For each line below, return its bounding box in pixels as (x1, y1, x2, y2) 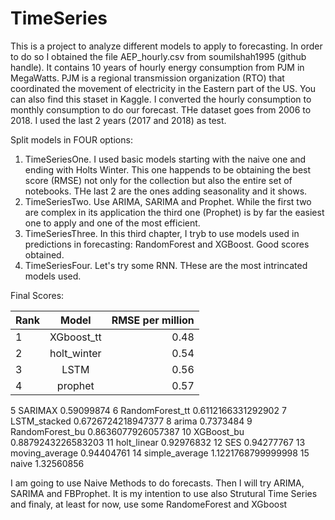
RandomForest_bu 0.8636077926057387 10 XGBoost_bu (10, 425, 245, 437)
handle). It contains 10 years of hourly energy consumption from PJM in (10, 61, 305, 73)
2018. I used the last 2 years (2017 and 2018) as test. (10, 114, 227, 126)
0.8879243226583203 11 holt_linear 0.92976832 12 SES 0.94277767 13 (10, 436, 306, 448)
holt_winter (49, 346, 102, 360)
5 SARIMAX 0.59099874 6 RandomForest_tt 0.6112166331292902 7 (10, 404, 287, 416)
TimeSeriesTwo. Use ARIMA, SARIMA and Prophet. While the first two (24, 195, 312, 207)
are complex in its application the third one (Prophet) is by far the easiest (24, 206, 325, 218)
